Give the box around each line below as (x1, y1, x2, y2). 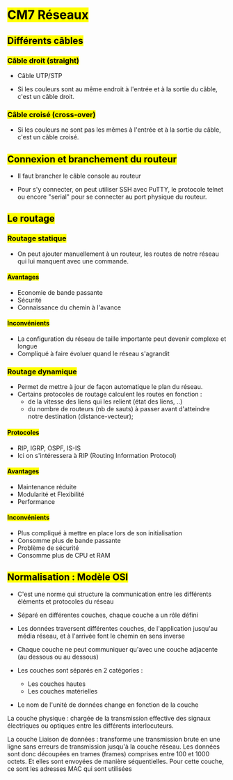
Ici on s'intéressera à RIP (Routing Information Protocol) (17, 451, 177, 459)
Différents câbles (7, 35, 83, 47)
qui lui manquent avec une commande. (17, 257, 129, 265)
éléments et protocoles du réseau (17, 597, 114, 606)
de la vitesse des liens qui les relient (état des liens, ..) (27, 397, 183, 406)
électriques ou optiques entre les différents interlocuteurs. (7, 721, 174, 730)
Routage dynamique (7, 367, 77, 376)
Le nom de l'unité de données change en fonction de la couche (17, 701, 199, 709)
